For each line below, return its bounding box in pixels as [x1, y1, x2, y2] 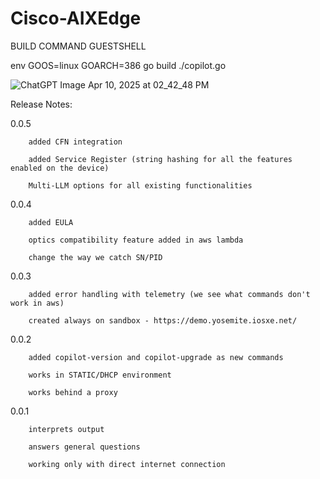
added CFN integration [28, 137, 123, 147]
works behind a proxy [28, 387, 118, 397]
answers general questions [28, 442, 141, 452]
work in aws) [10, 298, 65, 308]
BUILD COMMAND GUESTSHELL [10, 40, 147, 52]
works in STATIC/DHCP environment [28, 370, 172, 380]
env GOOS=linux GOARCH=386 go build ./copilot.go [10, 59, 227, 71]
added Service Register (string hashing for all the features [28, 154, 293, 164]
